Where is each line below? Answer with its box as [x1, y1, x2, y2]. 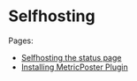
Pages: [8, 35, 34, 46]
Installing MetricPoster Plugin [20, 62, 129, 72]
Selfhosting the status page [20, 52, 122, 63]
